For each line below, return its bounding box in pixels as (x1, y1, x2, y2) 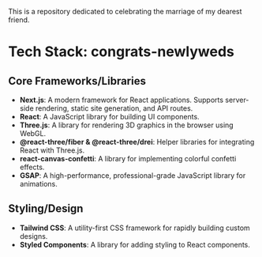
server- (224, 95, 249, 104)
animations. (19, 180, 58, 188)
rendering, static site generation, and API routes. (35, 104, 193, 113)
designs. (19, 231, 48, 240)
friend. (8, 15, 30, 25)
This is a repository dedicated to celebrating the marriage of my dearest (8, 7, 242, 16)
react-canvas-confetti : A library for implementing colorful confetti (19, 154, 237, 163)
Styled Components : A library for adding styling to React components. (19, 240, 251, 249)
